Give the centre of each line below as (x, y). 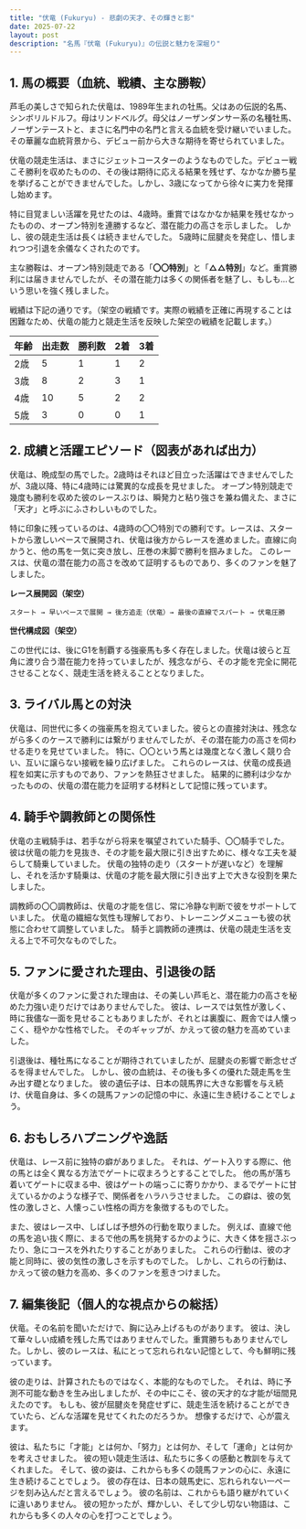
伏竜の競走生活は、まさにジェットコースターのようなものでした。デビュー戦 (153, 160)
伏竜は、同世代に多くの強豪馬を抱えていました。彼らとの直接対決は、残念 (149, 728)
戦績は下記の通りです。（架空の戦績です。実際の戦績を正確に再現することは (151, 310)
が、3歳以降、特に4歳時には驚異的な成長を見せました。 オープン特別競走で (152, 486)
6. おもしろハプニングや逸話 (89, 1138)
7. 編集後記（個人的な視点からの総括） (117, 1304)
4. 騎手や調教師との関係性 (83, 817)
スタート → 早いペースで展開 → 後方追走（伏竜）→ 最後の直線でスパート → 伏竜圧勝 (148, 612)
